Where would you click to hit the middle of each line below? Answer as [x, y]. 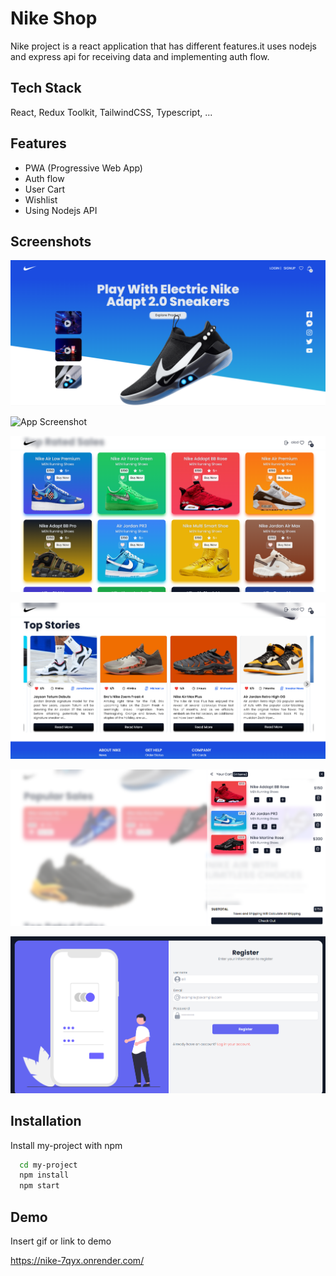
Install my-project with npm [66, 1145]
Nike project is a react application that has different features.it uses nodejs [163, 46]
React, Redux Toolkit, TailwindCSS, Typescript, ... [111, 112]
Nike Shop [54, 18]
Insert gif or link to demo [61, 1241]
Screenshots [51, 241]
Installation [46, 1121]
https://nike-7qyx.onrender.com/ [77, 1260]
